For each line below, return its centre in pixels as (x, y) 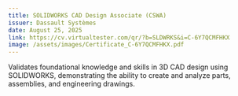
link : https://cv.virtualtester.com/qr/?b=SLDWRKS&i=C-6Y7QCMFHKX (119, 37)
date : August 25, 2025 (45, 30)
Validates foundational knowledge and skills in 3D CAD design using (118, 67)
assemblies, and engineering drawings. (72, 84)
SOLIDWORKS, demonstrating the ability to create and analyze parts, (119, 76)
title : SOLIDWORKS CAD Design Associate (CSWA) (88, 15)
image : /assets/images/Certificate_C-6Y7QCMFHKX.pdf (96, 45)
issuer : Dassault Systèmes (52, 23)
